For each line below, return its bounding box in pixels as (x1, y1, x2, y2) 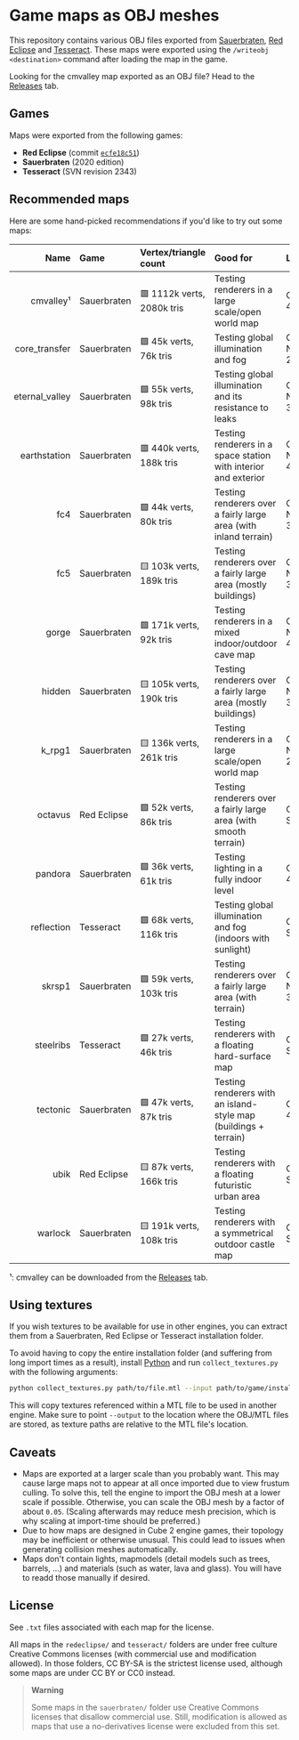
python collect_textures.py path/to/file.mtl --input (9, 1384, 214, 1393)
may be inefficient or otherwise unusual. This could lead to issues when (21, 1534, 286, 1545)
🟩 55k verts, (140, 384, 194, 396)
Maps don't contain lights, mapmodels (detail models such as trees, (21, 1554, 271, 1565)
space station (214, 449, 271, 461)
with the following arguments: (9, 1367, 118, 1378)
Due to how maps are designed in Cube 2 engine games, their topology (21, 1526, 284, 1536)
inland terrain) (214, 530, 273, 543)
